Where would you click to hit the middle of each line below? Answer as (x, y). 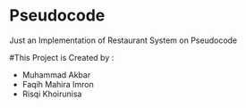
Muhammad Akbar (56, 75)
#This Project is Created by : (62, 57)
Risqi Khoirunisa (52, 94)
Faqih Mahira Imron (58, 84)
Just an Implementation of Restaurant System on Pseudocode (123, 40)
